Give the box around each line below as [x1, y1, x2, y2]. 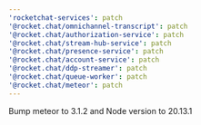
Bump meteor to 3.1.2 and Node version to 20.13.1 [8, 105, 193, 116]
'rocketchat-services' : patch [8, 13, 124, 23]
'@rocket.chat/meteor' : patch [8, 81, 124, 90]
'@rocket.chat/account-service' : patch [8, 55, 160, 64]
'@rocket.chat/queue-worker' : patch [8, 72, 147, 82]
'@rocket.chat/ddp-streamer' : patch [8, 64, 147, 73]
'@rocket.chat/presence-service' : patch [8, 47, 165, 56]
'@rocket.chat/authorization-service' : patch [8, 30, 184, 39]
